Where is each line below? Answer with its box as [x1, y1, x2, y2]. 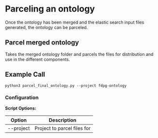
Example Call [5, 70, 45, 79]
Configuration [5, 94, 39, 101]
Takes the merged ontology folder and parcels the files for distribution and [5, 51, 154, 57]
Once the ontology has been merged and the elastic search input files [5, 19, 144, 25]
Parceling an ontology [5, 3, 95, 14]
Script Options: [5, 105, 36, 111]
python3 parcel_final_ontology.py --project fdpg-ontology [5, 83, 127, 88]
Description [48, 117, 77, 124]
